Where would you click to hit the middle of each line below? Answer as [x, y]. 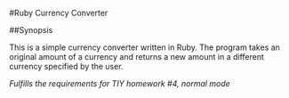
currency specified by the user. [66, 66]
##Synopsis [31, 30]
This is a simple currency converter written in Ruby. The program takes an [144, 47]
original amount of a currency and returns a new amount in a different [137, 57]
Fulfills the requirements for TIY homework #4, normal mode [120, 83]
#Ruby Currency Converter [59, 13]
